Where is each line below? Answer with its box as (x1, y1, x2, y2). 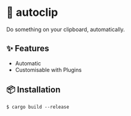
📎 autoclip (6, 5, 58, 20)
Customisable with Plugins (15, 66, 82, 73)
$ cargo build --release (6, 104, 69, 110)
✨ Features (6, 43, 49, 54)
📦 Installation (6, 85, 61, 95)
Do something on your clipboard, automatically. (6, 26, 125, 33)
